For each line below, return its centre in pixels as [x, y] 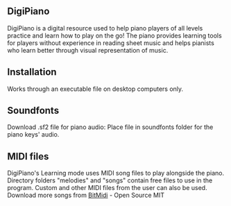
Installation [32, 72]
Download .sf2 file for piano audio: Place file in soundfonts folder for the [110, 127]
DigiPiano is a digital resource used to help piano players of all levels [105, 28]
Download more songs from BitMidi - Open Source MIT [86, 195]
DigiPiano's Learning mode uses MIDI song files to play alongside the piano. [116, 173]
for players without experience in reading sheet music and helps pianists [111, 43]
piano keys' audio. [33, 135]
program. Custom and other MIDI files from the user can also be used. [107, 188]
